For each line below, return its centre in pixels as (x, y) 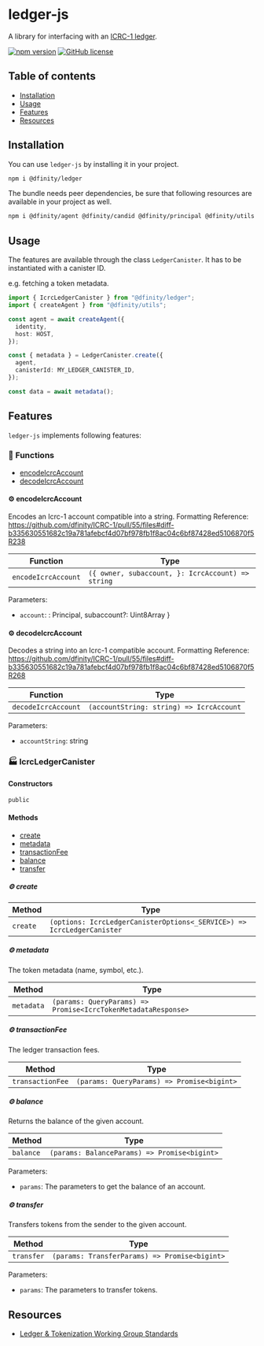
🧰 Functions (31, 456)
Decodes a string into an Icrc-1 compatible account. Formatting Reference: (129, 650)
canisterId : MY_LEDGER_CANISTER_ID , (75, 370)
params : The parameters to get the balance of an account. (112, 1187)
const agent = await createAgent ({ (66, 319)
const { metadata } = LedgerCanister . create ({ (86, 356)
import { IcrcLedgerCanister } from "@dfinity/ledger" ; (101, 298)
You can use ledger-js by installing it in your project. (93, 164)
